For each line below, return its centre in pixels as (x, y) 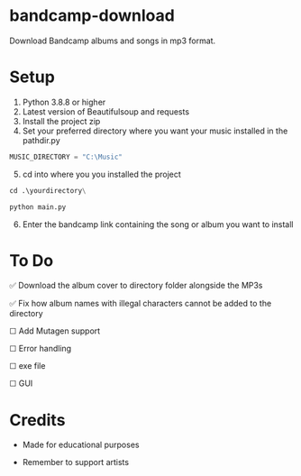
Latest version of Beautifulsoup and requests (106, 111)
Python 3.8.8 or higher (64, 102)
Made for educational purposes (81, 445)
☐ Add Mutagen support (55, 331)
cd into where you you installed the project (102, 174)
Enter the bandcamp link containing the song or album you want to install (158, 224)
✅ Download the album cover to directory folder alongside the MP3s (136, 286)
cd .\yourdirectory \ (48, 190)
